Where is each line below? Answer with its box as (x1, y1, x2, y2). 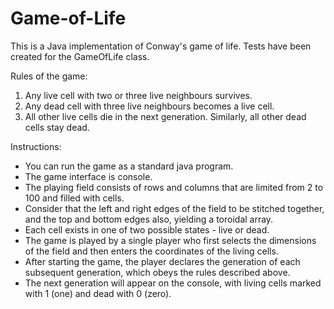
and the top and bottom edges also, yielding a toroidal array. (24, 213, 274, 225)
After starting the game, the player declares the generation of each (24, 255, 301, 267)
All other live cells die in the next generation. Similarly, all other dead (24, 110, 307, 122)
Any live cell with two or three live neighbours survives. (24, 89, 253, 101)
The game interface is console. (24, 170, 153, 182)
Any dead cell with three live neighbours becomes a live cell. (24, 100, 275, 112)
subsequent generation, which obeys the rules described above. (24, 266, 291, 278)
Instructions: (10, 140, 62, 152)
